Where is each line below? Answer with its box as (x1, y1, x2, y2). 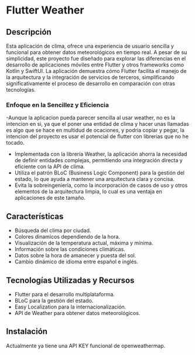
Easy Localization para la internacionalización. (14, 303, 126, 310)
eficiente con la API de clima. (14, 163, 85, 170)
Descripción (6, 27, 52, 37)
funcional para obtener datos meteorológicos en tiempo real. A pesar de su (6, 49, 187, 56)
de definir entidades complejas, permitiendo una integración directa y (14, 157, 183, 164)
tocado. (6, 139, 25, 146)
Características (6, 211, 64, 221)
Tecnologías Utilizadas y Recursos (6, 275, 135, 285)
